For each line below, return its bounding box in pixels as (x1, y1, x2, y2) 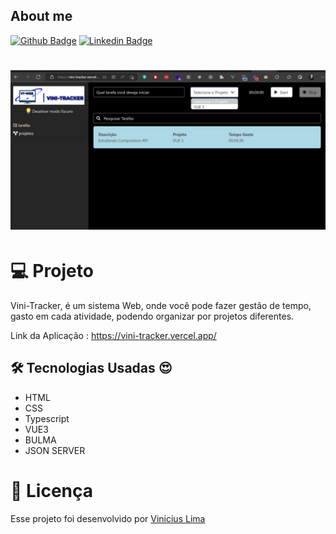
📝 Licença (10, 479, 94, 502)
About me (10, 8, 73, 25)
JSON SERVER (24, 444, 86, 456)
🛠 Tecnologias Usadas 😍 (10, 360, 173, 377)
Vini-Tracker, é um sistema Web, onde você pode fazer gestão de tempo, (10, 299, 312, 311)
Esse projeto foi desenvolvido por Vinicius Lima (10, 512, 206, 524)
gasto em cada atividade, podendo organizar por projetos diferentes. (10, 310, 295, 322)
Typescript (24, 412, 70, 424)
